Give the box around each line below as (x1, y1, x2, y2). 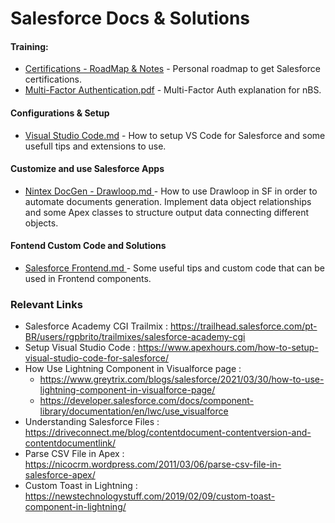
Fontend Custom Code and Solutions (10, 240, 167, 252)
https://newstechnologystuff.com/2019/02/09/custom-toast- (24, 490, 276, 502)
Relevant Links (10, 297, 83, 311)
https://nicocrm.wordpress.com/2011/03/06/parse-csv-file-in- (24, 458, 282, 471)
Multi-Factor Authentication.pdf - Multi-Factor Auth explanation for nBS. (24, 84, 322, 96)
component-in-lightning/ (24, 501, 127, 513)
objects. (24, 217, 59, 229)
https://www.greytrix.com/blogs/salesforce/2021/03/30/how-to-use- (39, 373, 325, 386)
